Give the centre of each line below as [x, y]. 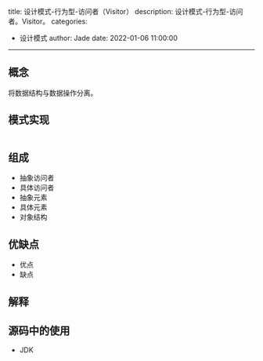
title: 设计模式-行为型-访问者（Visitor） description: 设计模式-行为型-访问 [126, 11]
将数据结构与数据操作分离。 [53, 93]
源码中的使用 [39, 331]
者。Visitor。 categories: [48, 21]
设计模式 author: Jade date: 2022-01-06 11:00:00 [98, 38]
